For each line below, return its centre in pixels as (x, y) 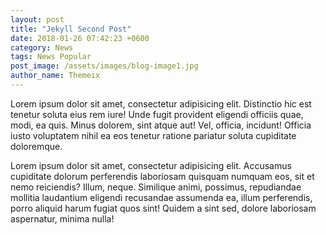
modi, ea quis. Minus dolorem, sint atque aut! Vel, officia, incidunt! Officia (161, 125)
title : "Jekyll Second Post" (71, 29)
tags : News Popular (51, 57)
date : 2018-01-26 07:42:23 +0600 (80, 38)
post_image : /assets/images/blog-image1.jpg (104, 66)
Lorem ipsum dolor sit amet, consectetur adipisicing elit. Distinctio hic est (161, 103)
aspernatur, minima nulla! (62, 218)
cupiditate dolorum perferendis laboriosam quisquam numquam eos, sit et (162, 176)
